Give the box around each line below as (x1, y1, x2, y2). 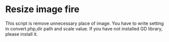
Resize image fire (5, 4, 80, 15)
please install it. (5, 31, 38, 37)
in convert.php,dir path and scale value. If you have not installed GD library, (5, 25, 163, 31)
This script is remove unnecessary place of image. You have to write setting (5, 20, 164, 26)
